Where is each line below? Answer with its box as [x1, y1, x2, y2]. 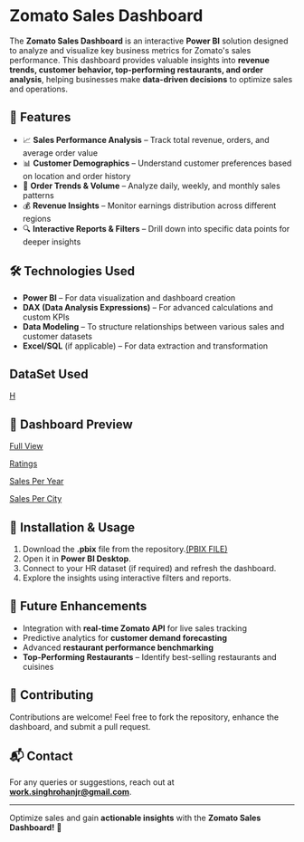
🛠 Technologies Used [9, 263, 136, 279]
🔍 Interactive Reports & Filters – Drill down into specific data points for [22, 223, 290, 234]
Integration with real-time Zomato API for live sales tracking [22, 622, 247, 634]
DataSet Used [9, 366, 89, 381]
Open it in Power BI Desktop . [22, 553, 131, 564]
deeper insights [22, 236, 81, 247]
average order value [22, 147, 98, 158]
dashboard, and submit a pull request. [9, 721, 151, 732]
